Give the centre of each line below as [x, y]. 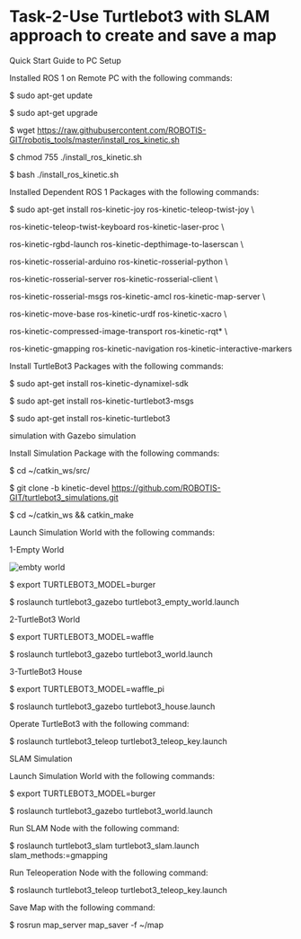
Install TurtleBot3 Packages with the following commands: [117, 366]
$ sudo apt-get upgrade [54, 112]
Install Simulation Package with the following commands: [115, 453]
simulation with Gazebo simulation [73, 435]
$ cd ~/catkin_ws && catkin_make [72, 515]
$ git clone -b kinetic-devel [60, 488]
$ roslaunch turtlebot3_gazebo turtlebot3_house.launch [112, 706]
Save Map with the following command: [82, 907]
